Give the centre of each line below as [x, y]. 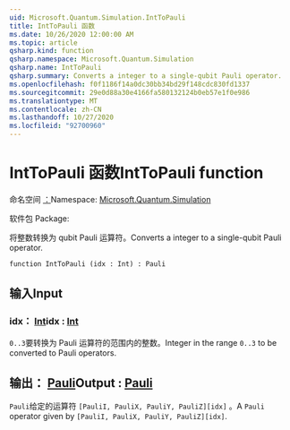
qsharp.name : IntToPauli [55, 68]
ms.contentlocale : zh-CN [55, 109]
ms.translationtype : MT [54, 101]
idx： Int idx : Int [44, 322]
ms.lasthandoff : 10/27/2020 [62, 117]
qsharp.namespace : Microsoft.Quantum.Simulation [102, 59]
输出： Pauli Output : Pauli [81, 383]
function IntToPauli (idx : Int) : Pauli [88, 264]
